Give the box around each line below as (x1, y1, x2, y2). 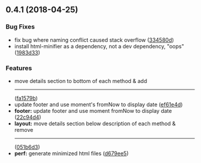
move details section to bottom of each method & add (14, 77, 148, 84)
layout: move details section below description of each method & (14, 119, 176, 127)
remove (14, 126, 34, 133)
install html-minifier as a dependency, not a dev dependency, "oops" (14, 42, 184, 50)
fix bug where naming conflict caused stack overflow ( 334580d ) (14, 36, 175, 44)
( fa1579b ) (14, 94, 38, 102)
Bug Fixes (5, 23, 35, 31)
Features (5, 64, 32, 72)
